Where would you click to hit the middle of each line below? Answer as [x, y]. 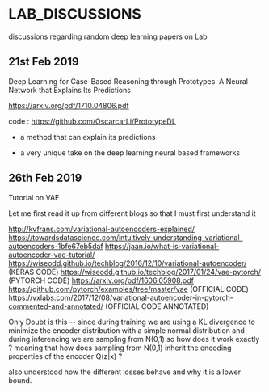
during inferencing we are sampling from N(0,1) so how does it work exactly [134, 339]
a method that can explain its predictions [88, 137]
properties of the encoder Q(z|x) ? [65, 356]
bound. [20, 380]
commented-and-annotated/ [56, 306]
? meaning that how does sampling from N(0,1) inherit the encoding [120, 348]
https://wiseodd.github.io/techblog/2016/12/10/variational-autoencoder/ [128, 263]
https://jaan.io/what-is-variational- [162, 246]
